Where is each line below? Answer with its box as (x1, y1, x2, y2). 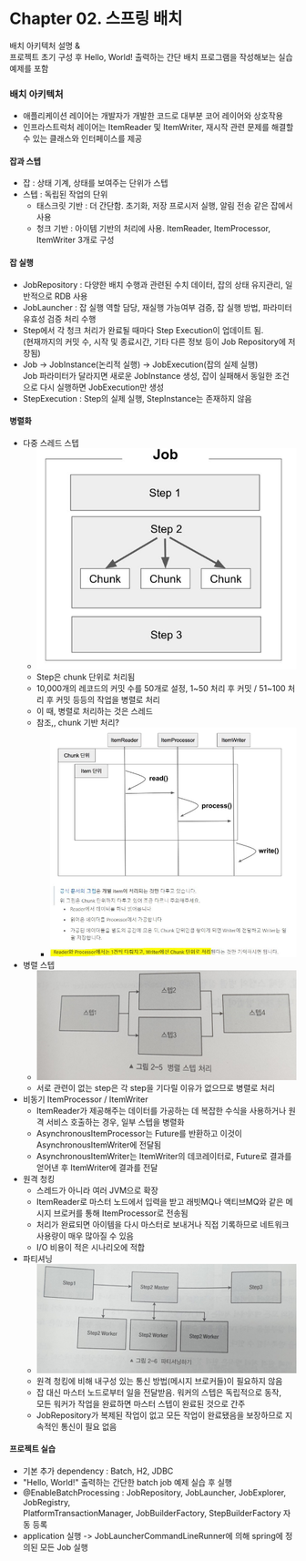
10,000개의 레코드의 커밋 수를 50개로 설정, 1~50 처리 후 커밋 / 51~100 (36, 683, 286, 694)
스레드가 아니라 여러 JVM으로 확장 (36, 1185, 159, 1196)
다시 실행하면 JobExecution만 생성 (39, 382, 165, 393)
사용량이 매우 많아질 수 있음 (36, 1230, 134, 1241)
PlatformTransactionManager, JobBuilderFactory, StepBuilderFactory (22, 1507, 281, 1518)
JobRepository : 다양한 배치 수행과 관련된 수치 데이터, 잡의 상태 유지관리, (22, 279, 284, 290)
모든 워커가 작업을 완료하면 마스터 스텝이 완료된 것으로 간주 (36, 1398, 246, 1409)
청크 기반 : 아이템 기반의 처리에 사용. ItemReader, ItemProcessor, (36, 223, 271, 234)
